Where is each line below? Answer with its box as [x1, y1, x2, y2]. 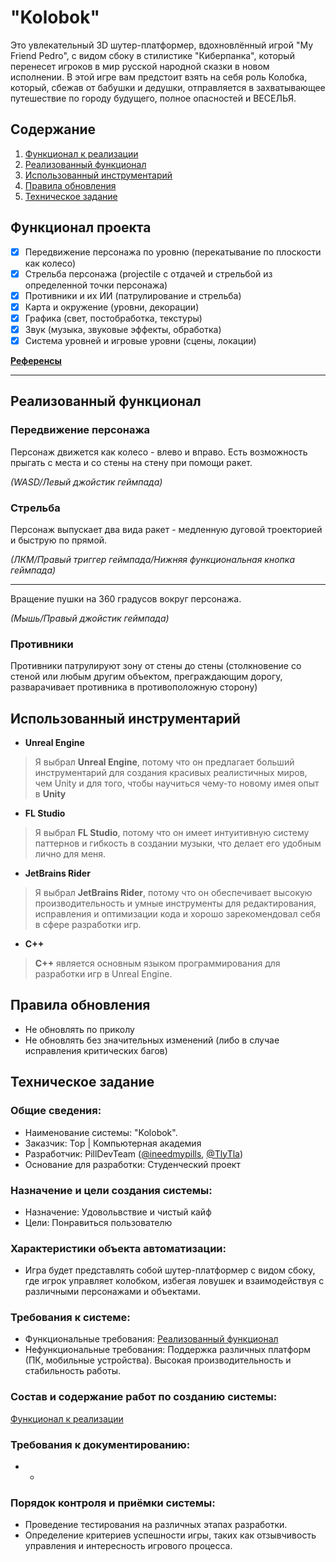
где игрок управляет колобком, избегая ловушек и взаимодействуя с [24, 1275, 325, 1287]
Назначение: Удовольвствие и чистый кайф [24, 1206, 212, 1218]
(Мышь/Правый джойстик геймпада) [10, 612, 170, 624]
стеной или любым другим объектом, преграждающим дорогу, [10, 671, 283, 683]
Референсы [10, 355, 62, 366]
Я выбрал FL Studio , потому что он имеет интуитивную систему [34, 827, 310, 839]
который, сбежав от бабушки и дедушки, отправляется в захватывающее [10, 81, 326, 93]
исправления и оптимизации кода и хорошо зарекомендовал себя [34, 908, 321, 920]
